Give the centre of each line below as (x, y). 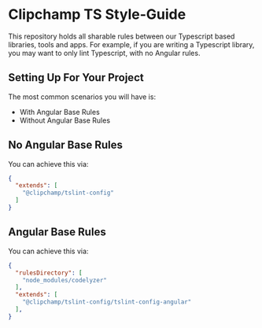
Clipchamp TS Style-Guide (97, 15)
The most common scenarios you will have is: (82, 97)
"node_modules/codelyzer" (65, 280)
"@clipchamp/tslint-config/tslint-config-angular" (107, 302)
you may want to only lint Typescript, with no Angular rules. (104, 53)
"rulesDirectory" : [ (49, 273)
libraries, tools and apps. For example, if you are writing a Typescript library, (131, 44)
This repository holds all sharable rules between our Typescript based (122, 36)
